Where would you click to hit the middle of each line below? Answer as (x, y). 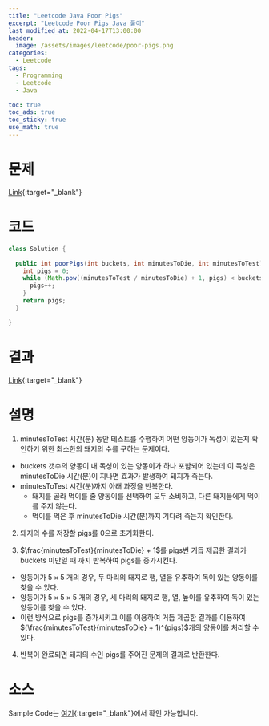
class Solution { (37, 249)
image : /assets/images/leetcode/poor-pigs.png (94, 46)
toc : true (25, 105)
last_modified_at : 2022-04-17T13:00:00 (75, 30)
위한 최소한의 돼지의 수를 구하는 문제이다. (105, 448)
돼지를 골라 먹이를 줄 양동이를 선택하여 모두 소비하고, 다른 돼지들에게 (139, 496)
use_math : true (34, 128)
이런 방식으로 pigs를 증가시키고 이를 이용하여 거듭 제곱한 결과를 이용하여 (132, 617)
